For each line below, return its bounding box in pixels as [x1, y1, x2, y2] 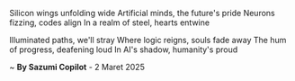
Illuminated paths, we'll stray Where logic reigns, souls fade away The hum [9, 35, 287, 45]
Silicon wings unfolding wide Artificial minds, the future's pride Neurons [9, 8, 276, 18]
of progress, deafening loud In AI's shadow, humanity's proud [9, 44, 238, 55]
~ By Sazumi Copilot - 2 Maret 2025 [9, 62, 146, 72]
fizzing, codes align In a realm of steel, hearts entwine [9, 17, 210, 28]
